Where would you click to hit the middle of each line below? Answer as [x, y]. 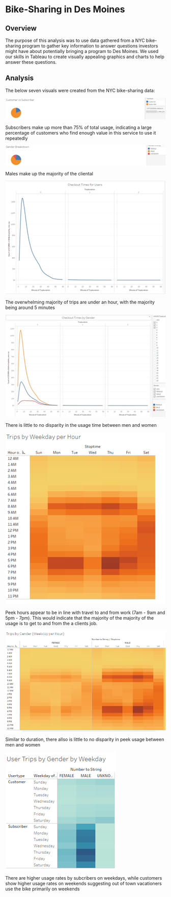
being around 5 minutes [30, 307]
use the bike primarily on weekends [42, 889]
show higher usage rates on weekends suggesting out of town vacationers [83, 884]
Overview [21, 28]
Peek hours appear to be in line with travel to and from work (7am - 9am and [85, 612]
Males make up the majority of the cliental [49, 174]
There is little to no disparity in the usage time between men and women [81, 425]
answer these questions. [31, 62]
